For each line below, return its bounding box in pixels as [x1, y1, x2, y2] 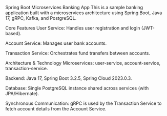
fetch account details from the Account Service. [5, 106, 107, 111]
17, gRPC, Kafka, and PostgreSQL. [5, 15, 77, 21]
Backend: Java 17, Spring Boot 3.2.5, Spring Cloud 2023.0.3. [5, 75, 132, 81]
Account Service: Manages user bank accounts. [5, 40, 107, 46]
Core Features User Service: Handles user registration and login [5, 25, 140, 31]
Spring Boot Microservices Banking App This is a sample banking [5, 5, 143, 10]
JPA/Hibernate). [5, 91, 39, 96]
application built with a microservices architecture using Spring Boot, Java [5, 10, 162, 16]
